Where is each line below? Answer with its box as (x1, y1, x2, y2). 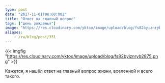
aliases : (5, 30, 23, 35)
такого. (5, 73, 21, 79)
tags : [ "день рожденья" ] (5, 21, 56, 26)
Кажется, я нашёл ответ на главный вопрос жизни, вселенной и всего (5, 68, 153, 74)
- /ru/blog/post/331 (14, 35, 56, 40)
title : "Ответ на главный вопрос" (5, 16, 76, 21)
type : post (5, 7, 27, 12)
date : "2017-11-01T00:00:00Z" (5, 12, 67, 17)
